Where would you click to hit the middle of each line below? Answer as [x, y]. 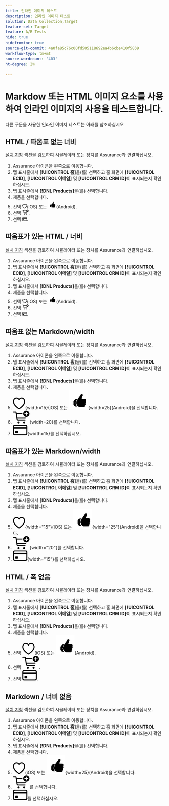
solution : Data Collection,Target [42, 21]
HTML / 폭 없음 [28, 577]
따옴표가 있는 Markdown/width [53, 451]
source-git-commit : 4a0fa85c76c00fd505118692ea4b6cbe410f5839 [72, 48]
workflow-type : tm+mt [28, 53]
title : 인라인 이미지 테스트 [31, 11]
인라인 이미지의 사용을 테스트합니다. [93, 109]
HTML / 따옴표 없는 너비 [41, 142]
